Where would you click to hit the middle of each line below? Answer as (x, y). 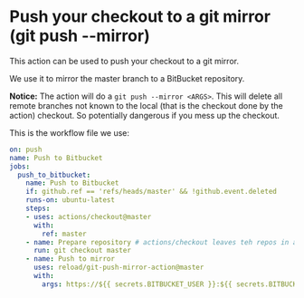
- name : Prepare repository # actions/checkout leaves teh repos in (157, 242)
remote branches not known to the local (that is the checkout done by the (146, 105)
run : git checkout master (82, 251)
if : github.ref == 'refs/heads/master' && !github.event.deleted (152, 192)
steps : (38, 209)
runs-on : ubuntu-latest (71, 200)
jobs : (19, 166)
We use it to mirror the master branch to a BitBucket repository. (127, 78)
